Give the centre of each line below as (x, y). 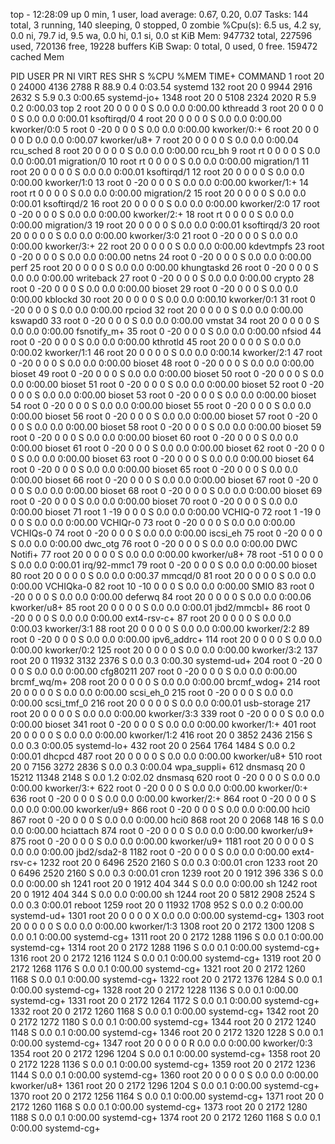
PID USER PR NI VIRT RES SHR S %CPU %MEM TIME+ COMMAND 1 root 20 (167, 76)
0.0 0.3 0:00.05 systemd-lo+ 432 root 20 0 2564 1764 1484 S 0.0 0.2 (153, 745)
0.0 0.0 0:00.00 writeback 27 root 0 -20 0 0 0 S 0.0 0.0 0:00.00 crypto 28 (162, 278)
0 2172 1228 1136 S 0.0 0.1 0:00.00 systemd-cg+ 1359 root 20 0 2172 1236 (163, 1064)
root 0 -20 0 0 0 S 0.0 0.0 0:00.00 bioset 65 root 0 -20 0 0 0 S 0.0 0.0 (154, 469)
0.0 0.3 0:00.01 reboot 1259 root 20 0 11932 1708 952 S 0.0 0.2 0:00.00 (157, 905)
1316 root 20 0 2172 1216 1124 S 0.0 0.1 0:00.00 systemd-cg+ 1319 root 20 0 (166, 958)
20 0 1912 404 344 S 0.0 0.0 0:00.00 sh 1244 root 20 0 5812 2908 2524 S (163, 894)
